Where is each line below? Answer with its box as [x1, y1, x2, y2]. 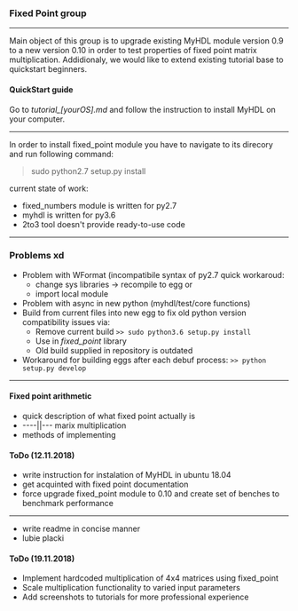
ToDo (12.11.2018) [9, 449, 75, 460]
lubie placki [21, 533, 65, 544]
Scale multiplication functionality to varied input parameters [21, 583, 241, 593]
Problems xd [9, 250, 65, 262]
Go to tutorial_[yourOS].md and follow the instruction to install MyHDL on [9, 104, 277, 115]
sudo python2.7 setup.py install [30, 165, 146, 176]
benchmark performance [21, 498, 114, 509]
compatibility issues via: [21, 316, 111, 327]
